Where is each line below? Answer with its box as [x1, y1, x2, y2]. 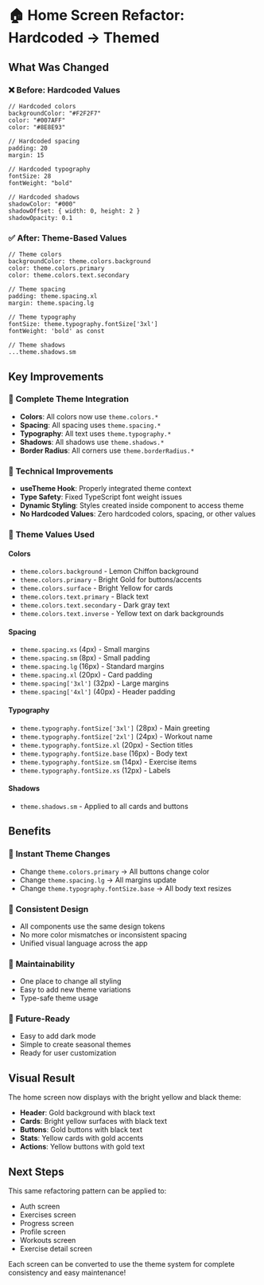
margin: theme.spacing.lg [8, 300, 94, 308]
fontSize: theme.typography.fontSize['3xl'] [8, 320, 158, 328]
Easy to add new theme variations [19, 985, 131, 995]
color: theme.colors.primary [8, 265, 105, 273]
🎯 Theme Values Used [8, 529, 95, 540]
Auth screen [19, 1201, 60, 1212]
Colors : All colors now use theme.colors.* [19, 411, 159, 421]
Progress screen [19, 1219, 74, 1228]
